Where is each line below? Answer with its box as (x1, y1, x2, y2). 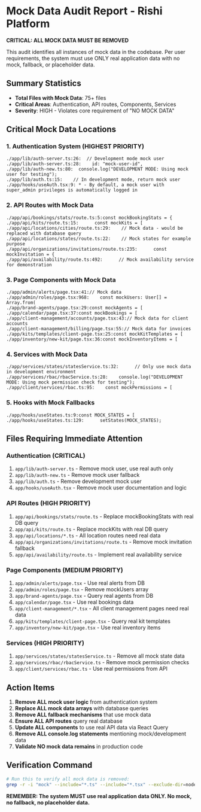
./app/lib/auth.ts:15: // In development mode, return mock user (6, 177, 181, 183)
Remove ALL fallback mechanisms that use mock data (14, 711, 151, 719)
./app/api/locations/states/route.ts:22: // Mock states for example (6, 235, 191, 242)
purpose (6, 241, 26, 247)
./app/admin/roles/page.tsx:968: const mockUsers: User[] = (6, 294, 167, 300)
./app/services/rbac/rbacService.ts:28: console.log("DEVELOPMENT (6, 374, 184, 381)
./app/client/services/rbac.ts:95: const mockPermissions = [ (6, 385, 172, 391)
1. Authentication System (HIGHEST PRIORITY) (6, 142, 145, 151)
